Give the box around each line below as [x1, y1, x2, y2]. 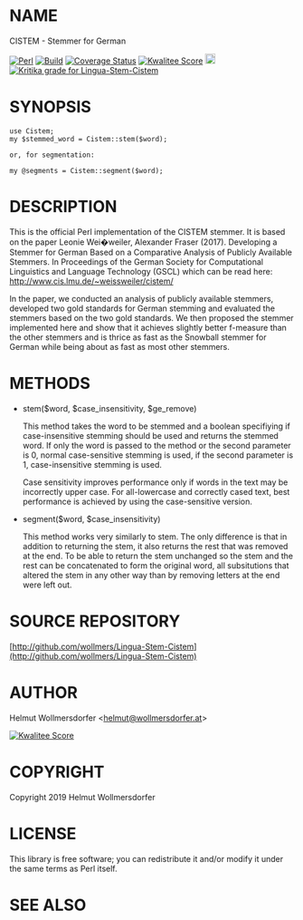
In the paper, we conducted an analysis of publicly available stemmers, [9, 293, 274, 304]
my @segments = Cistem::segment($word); [9, 166, 165, 175]
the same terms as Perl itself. [9, 863, 118, 874]
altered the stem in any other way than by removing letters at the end [22, 569, 280, 580]
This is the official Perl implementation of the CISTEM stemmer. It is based [9, 226, 286, 237]
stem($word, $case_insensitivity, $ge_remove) [22, 402, 197, 413]
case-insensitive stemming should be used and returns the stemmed [22, 430, 279, 441]
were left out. [22, 579, 72, 590]
